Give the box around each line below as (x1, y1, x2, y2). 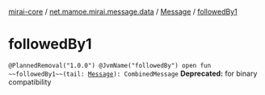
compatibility (8, 76, 52, 87)
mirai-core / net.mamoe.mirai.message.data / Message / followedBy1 (8, 7, 238, 16)
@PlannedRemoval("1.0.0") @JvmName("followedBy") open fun (8, 61, 212, 69)
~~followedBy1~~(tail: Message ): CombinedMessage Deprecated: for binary (8, 68, 258, 78)
